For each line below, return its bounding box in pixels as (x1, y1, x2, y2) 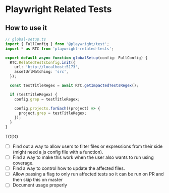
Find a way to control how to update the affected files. (12, 165, 125, 171)
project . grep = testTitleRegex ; (18, 111, 87, 116)
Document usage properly (12, 182, 67, 188)
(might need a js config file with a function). (12, 149, 103, 155)
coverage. (12, 160, 34, 166)
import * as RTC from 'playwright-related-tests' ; (5, 46, 114, 51)
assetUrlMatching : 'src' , (14, 69, 69, 74)
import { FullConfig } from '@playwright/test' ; (5, 41, 109, 46)
